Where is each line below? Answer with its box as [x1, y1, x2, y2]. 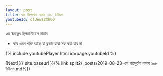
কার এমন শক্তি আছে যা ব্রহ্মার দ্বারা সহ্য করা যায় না [12, 41, 82, 47]
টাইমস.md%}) [5, 66, 30, 72]
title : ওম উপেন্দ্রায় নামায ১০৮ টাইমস [5, 12, 63, 17]
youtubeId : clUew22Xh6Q [5, 17, 55, 22]
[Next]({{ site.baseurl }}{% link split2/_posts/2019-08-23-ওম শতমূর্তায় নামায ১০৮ [5, 60, 158, 66]
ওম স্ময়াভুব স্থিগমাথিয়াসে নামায [5, 31, 48, 37]
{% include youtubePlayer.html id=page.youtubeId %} [5, 51, 117, 57]
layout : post [5, 7, 33, 13]
